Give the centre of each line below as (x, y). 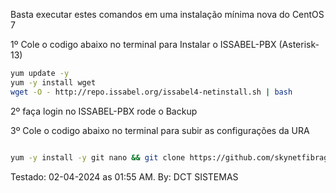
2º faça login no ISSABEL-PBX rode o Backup (104, 111)
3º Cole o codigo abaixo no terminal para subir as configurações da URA (160, 130)
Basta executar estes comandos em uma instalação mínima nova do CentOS (167, 14)
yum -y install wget (53, 82)
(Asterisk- (299, 44)
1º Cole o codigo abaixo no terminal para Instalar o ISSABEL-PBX (143, 44)
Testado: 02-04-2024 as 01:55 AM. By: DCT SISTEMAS (124, 176)
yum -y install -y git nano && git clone (98, 157)
